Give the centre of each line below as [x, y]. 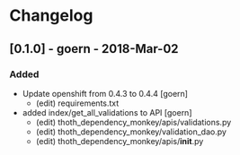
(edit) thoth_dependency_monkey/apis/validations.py [133, 122]
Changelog [51, 16]
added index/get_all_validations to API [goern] [107, 112]
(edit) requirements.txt [77, 103]
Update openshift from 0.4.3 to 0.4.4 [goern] [105, 93]
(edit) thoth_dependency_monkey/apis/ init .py [120, 141]
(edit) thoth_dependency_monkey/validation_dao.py [131, 132]
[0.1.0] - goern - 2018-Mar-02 [94, 49]
